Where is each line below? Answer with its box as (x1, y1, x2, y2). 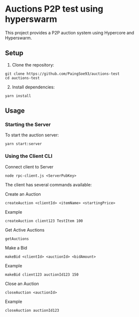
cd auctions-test (5, 75, 40, 81)
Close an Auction (5, 281, 40, 286)
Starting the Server (5, 121, 51, 128)
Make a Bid (5, 245, 28, 250)
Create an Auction (5, 191, 41, 197)
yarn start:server (5, 142, 42, 147)
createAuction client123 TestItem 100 (5, 218, 83, 223)
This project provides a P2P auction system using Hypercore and (5, 30, 134, 35)
